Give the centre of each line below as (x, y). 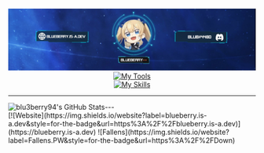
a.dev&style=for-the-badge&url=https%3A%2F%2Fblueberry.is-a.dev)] (125, 124)
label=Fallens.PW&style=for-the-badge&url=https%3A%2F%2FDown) (122, 140)
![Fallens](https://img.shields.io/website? (163, 132)
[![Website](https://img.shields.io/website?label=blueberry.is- (108, 115)
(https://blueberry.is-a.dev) (52, 132)
